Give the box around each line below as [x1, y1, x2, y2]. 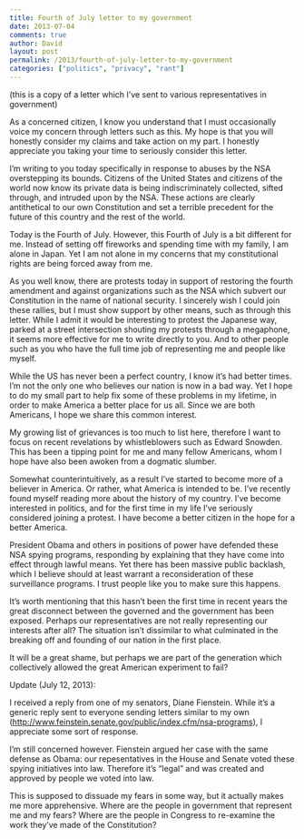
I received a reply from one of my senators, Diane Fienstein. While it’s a [9, 697, 275, 708]
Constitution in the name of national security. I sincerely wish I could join [9, 295, 280, 306]
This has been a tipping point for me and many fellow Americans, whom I [9, 446, 283, 457]
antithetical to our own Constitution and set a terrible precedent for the [9, 201, 274, 212]
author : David [9, 38, 64, 48]
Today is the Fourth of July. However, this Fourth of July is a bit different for [9, 228, 292, 239]
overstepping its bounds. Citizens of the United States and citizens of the [9, 172, 283, 183]
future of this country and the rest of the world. [9, 211, 186, 222]
